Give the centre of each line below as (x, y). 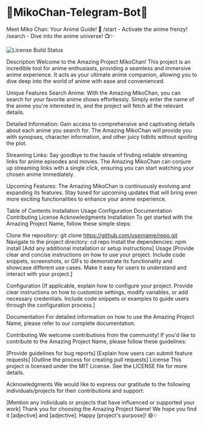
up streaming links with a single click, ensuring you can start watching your (100, 168)
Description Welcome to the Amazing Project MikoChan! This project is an (98, 62)
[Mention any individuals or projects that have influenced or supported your (101, 402)
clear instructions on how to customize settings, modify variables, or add (97, 292)
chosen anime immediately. (40, 174)
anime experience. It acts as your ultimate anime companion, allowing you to (102, 75)
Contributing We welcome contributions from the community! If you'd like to (101, 335)
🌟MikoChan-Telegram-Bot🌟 (77, 12)
